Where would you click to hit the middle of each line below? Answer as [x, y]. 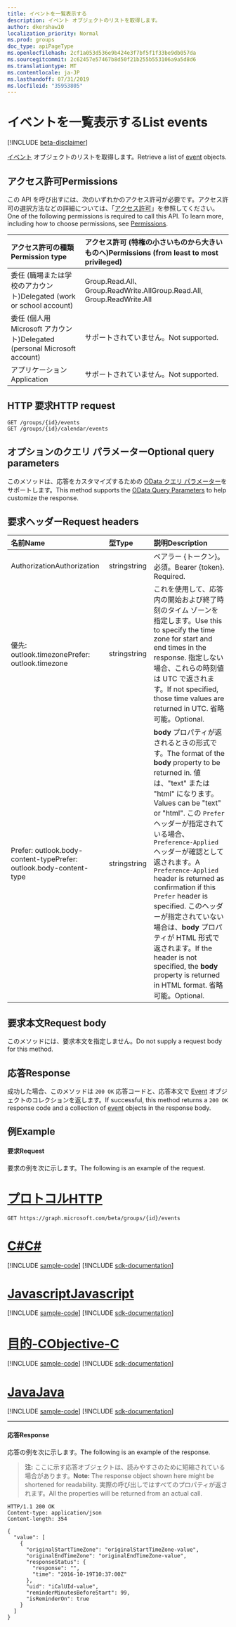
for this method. [31, 1049]
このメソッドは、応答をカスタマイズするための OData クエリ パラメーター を [117, 481]
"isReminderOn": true [58, 1599]
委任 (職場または [38, 275]
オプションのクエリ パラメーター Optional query [111, 452]
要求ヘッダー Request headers [73, 522]
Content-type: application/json [54, 1512]
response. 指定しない [189, 658]
